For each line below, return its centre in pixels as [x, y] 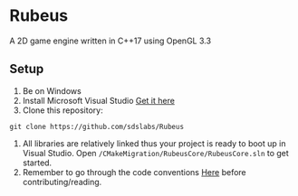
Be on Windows [52, 90]
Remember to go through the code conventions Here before [134, 172]
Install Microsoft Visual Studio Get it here [98, 100]
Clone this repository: [62, 110]
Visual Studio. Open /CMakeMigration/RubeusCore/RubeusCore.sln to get [156, 153]
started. [37, 163]
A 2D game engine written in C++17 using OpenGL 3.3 [110, 41]
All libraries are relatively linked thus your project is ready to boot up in [154, 143]
